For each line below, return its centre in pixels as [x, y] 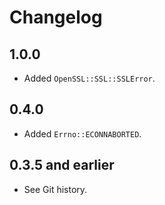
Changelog [56, 17]
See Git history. [55, 189]
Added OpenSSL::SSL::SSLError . [89, 78]
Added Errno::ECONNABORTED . [82, 133]
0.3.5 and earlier [62, 165]
